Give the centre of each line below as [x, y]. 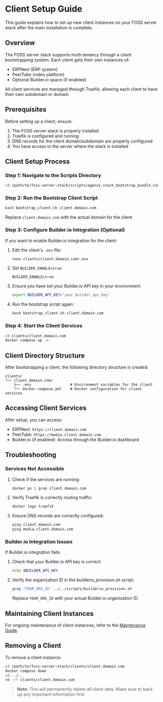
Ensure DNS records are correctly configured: [58, 516]
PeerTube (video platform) [38, 74]
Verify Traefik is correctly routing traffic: [52, 498]
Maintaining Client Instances [49, 614]
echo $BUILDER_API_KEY [35, 571]
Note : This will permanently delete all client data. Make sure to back [85, 689]
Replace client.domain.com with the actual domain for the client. [69, 217]
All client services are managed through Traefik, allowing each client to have [81, 89]
